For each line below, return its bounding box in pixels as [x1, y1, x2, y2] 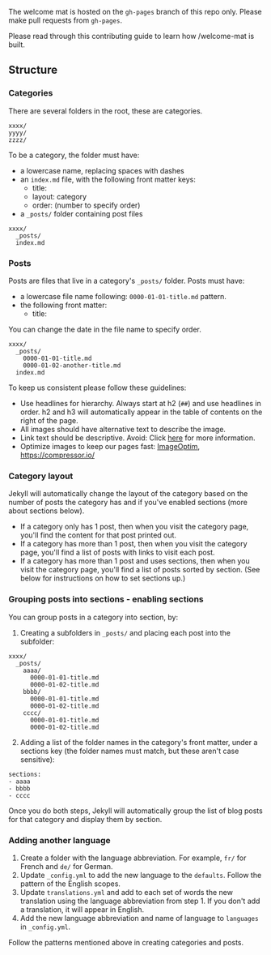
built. [8, 40, 26, 49]
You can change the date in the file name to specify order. [8, 324, 202, 334]
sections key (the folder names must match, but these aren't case [19, 746, 239, 756]
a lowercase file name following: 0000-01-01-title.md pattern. [19, 291, 227, 301]
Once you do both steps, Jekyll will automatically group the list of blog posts [8, 806, 263, 816]
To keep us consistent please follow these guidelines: [8, 383, 187, 392]
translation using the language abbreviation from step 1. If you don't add [19, 896, 260, 906]
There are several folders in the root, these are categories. [8, 105, 203, 116]
